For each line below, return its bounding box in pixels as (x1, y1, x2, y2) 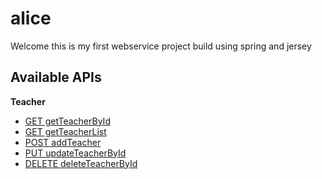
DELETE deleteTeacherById (24, 157, 138, 169)
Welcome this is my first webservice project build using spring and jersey (10, 40, 312, 52)
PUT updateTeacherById (24, 147, 127, 159)
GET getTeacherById (24, 115, 111, 127)
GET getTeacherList (24, 125, 107, 137)
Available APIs (10, 69, 102, 86)
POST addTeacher (24, 136, 102, 148)
